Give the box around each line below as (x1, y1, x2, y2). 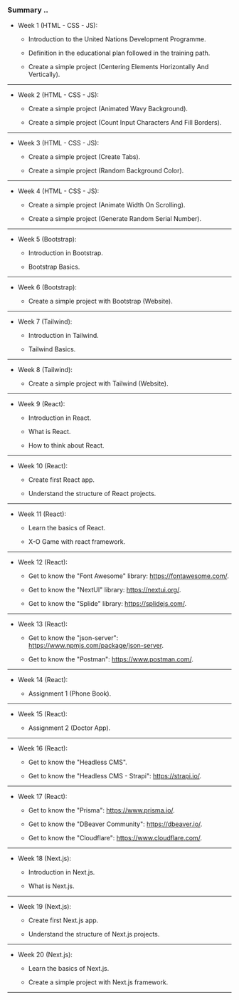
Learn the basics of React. (28, 524, 106, 532)
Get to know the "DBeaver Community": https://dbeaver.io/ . (28, 820, 203, 828)
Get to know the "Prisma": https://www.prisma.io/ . (28, 806, 176, 815)
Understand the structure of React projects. (28, 490, 156, 498)
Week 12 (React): (17, 558, 68, 567)
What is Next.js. (28, 882, 75, 890)
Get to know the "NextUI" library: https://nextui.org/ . (28, 586, 181, 594)
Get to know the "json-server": (28, 634, 119, 642)
